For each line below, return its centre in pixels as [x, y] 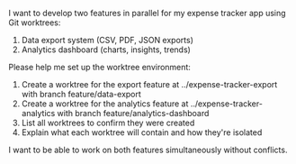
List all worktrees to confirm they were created [108, 123]
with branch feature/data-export [81, 94]
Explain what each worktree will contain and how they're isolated [142, 132]
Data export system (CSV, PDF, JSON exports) [108, 40]
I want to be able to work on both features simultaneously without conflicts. [148, 150]
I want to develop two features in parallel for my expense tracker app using [147, 13]
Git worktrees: [35, 23]
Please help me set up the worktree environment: [99, 67]
